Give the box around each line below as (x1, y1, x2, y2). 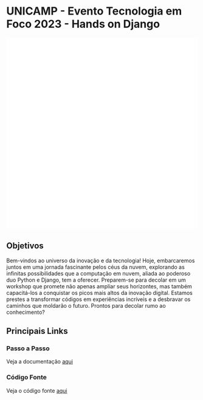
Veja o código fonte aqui (6, 387, 67, 394)
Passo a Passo (6, 344, 50, 353)
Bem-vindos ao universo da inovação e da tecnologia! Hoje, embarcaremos (6, 257, 195, 264)
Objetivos (6, 241, 44, 251)
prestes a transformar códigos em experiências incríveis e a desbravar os (6, 296, 191, 303)
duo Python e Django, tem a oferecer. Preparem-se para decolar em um (6, 276, 187, 283)
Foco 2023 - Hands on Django (6, 17, 160, 31)
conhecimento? (6, 308, 46, 316)
